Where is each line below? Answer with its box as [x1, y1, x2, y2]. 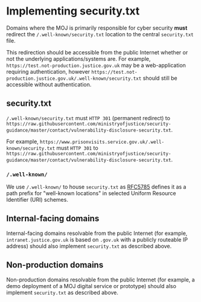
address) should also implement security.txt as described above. [6, 242, 172, 249]
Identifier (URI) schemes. [6, 196, 68, 204]
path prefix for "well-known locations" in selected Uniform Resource [6, 190, 176, 197]
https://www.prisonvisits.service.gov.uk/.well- [40, 139, 165, 145]
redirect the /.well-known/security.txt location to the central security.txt [6, 30, 194, 37]
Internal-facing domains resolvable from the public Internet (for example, [6, 230, 188, 237]
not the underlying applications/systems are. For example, [6, 55, 151, 62]
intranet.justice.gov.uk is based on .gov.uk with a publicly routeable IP [6, 236, 188, 243]
